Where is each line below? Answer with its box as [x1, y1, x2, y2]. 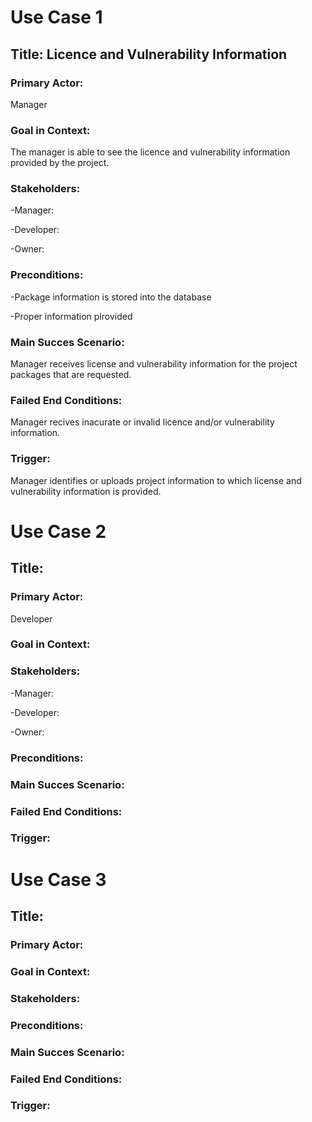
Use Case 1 [10, 6, 103, 29]
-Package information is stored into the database [10, 291, 212, 303]
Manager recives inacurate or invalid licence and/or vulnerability [10, 416, 275, 428]
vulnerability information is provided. [10, 485, 162, 497]
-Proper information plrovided [10, 310, 133, 322]
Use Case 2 [10, 520, 107, 543]
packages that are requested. [10, 369, 132, 381]
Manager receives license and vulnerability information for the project [10, 358, 298, 370]
